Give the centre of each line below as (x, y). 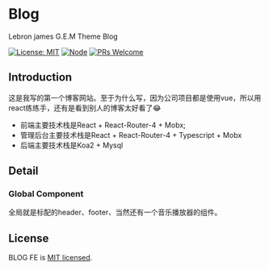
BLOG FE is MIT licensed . (50, 258)
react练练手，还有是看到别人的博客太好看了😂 (85, 108)
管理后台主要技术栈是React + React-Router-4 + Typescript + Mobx (131, 135)
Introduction (40, 77)
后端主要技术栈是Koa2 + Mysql (71, 145)
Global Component (46, 194)
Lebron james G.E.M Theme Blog (63, 36)
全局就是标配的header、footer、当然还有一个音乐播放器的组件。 (115, 212)
